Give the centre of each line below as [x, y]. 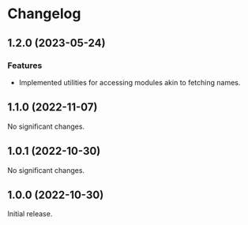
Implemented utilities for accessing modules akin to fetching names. [130, 82]
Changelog [44, 14]
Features [25, 66]
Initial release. [30, 214]
